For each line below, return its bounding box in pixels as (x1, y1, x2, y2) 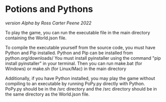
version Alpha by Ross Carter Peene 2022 (5, 20, 92, 26)
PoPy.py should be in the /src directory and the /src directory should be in (5, 86, 157, 92)
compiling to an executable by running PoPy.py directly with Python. (5, 81, 146, 87)
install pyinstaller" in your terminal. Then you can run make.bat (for (5, 60, 143, 66)
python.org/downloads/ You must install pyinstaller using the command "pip (5, 55, 161, 61)
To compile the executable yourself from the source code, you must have (5, 44, 156, 50)
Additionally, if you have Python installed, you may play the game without (5, 75, 156, 81)
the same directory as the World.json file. (5, 91, 90, 97)
